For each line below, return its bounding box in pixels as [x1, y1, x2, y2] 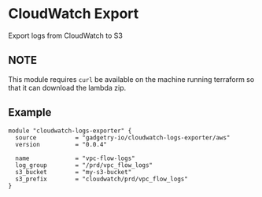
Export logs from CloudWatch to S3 [8, 31, 124, 40]
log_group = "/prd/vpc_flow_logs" [15, 161, 153, 169]
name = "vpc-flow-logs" [15, 154, 135, 162]
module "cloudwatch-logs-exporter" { [8, 127, 132, 135]
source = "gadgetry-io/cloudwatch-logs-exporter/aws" [15, 133, 231, 142]
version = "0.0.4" [15, 140, 108, 148]
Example [8, 106, 52, 119]
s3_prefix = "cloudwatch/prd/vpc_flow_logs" [15, 175, 189, 183]
